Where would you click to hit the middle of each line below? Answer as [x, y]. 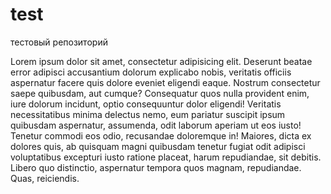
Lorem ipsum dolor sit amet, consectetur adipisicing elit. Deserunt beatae [161, 61]
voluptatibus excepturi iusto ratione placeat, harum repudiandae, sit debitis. [166, 157]
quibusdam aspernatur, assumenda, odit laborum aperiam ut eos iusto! [156, 125]
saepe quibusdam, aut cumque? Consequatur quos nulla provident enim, [160, 93]
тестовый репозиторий [59, 42]
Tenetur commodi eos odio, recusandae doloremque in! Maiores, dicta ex [161, 135]
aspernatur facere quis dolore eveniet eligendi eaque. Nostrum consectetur [165, 82]
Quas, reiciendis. [45, 178]
